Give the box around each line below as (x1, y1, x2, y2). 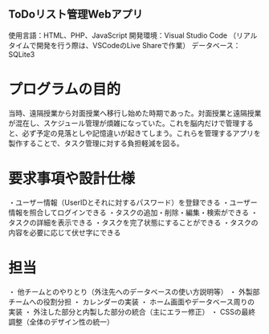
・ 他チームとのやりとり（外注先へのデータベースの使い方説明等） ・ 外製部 (8, 287, 260, 296)
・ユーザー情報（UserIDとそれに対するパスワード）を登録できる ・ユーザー (8, 198, 258, 207)
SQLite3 (8, 49, 35, 59)
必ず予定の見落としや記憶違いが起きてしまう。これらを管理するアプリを (22, 128, 261, 138)
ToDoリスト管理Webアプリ (8, 7, 143, 22)
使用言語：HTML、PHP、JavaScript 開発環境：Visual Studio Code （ (8, 31, 237, 40)
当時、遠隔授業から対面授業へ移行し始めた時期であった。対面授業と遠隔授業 (8, 108, 262, 118)
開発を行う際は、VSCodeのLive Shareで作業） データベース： (35, 40, 241, 50)
